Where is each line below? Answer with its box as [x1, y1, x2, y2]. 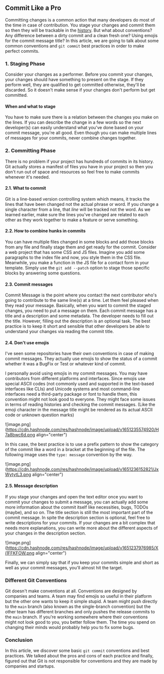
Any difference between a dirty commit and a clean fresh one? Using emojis [5, 32, 158, 38]
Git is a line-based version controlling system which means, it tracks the [5, 196, 150, 202]
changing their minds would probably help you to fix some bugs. [5, 624, 135, 630]
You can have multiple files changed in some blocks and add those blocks [5, 239, 154, 245]
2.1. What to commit [5, 185, 46, 191]
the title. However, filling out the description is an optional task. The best [5, 318, 150, 324]
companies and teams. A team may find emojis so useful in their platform [5, 593, 152, 599]
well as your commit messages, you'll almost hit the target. [5, 564, 123, 570]
